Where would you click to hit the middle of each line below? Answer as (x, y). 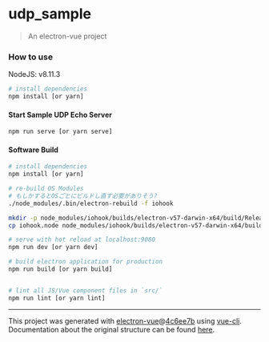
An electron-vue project (67, 36)
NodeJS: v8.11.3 (34, 74)
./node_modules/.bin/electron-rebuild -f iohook (91, 203)
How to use (31, 57)
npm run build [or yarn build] (60, 269)
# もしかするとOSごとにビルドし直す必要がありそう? (83, 196)
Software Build (33, 150)
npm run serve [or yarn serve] (60, 132)
